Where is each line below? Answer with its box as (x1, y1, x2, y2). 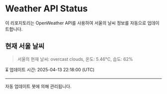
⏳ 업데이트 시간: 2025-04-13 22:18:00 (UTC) (5, 66, 95, 72)
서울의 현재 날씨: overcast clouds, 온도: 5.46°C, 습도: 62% (17, 56, 133, 62)
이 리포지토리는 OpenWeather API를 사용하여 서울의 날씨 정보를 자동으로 (5, 20, 147, 26)
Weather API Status (5, 3, 88, 14)
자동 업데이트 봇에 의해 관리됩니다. (5, 83, 72, 89)
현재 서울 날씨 (5, 42, 45, 50)
